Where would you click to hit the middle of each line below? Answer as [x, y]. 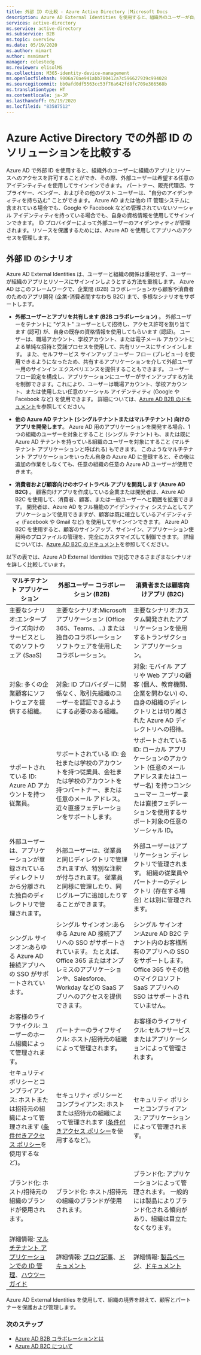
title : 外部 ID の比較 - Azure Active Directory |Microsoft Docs [87, 12]
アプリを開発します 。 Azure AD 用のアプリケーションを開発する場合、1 [102, 427]
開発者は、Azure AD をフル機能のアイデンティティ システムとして [107, 507]
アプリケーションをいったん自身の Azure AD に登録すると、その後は [111, 457]
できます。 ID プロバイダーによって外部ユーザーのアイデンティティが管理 [100, 223]
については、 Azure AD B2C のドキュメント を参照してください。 [93, 544]
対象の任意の [170, 822]
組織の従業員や [167, 873]
